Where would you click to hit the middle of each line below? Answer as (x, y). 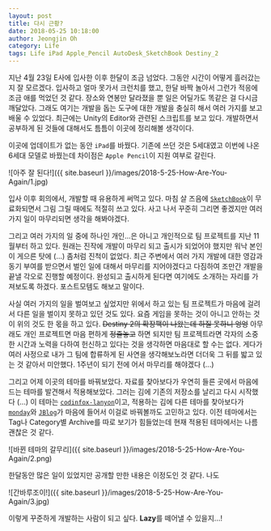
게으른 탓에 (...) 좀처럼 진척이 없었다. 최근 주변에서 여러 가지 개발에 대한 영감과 (140, 256)
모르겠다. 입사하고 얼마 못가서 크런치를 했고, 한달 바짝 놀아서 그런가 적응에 (142, 87)
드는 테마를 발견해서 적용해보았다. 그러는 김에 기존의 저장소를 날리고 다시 (123, 392)
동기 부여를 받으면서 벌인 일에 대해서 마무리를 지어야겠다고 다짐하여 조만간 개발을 (136, 266)
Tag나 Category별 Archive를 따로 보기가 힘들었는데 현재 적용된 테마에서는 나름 (133, 422)
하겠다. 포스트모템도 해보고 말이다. (90, 287)
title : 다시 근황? (36, 23)
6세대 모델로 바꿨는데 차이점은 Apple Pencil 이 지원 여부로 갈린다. (112, 155)
